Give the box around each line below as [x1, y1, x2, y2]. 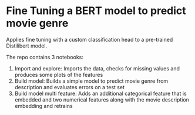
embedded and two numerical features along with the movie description [14, 96, 190, 103]
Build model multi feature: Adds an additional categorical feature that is [14, 90, 187, 97]
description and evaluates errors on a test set [14, 83, 125, 90]
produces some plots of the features [14, 71, 103, 78]
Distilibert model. [6, 42, 48, 49]
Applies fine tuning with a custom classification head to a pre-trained [6, 36, 173, 43]
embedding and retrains [14, 102, 73, 109]
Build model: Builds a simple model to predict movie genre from [14, 77, 169, 84]
